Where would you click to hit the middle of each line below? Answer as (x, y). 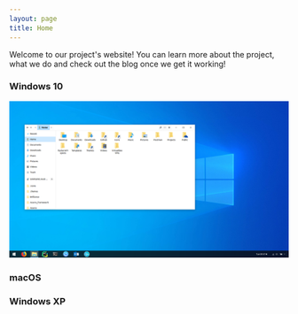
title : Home (31, 28)
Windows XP (38, 302)
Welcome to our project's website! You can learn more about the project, (142, 54)
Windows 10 (36, 87)
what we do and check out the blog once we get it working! (118, 64)
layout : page (33, 19)
